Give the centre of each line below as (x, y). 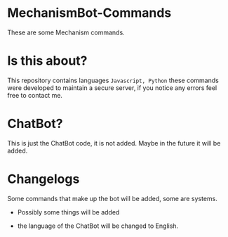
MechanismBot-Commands (89, 13)
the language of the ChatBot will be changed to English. (98, 226)
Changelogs (43, 179)
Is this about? (47, 61)
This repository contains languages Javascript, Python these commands (113, 80)
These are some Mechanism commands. (66, 32)
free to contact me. (35, 95)
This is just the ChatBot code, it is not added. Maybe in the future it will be (114, 143)
